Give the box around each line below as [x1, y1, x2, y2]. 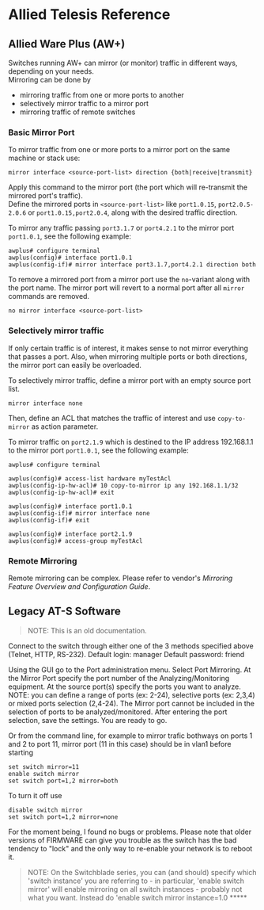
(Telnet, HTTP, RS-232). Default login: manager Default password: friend [8, 649, 245, 659]
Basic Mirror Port [8, 127, 75, 138]
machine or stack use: [8, 153, 81, 163]
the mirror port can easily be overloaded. [8, 360, 142, 369]
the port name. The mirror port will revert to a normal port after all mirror [8, 283, 245, 292]
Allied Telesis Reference [8, 6, 171, 24]
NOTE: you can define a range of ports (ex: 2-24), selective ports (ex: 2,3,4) [8, 690, 255, 699]
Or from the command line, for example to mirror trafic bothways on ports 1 [8, 731, 253, 740]
